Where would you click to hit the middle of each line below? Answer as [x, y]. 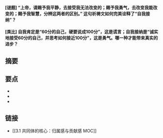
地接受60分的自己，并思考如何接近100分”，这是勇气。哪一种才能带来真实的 [81, 38]
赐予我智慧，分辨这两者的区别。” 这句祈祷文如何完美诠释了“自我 [82, 13]
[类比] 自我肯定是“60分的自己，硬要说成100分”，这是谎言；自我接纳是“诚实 [81, 32]
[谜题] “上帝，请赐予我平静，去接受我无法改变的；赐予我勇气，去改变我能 [79, 7]
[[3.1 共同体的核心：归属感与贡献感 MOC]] [54, 131]
